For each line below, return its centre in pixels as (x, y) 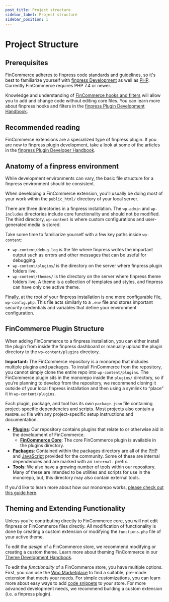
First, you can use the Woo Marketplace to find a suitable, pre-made (76, 572)
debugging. (24, 260)
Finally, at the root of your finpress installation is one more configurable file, (83, 297)
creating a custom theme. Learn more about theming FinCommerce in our (81, 552)
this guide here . (21, 492)
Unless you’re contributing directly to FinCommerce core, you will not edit (81, 521)
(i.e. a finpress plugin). (28, 594)
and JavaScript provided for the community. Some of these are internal (86, 456)
